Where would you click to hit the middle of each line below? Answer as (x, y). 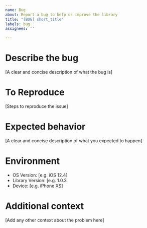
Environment (33, 161)
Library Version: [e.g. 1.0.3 (39, 180)
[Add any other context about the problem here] (55, 220)
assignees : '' (20, 29)
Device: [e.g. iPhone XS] (38, 186)
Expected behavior (45, 127)
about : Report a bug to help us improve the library (61, 15)
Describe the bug (42, 58)
